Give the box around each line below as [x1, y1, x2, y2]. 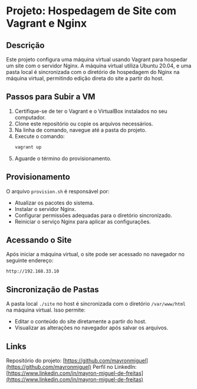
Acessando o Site [6, 235, 72, 245]
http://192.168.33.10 [6, 268, 60, 274]
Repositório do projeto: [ [6, 356, 65, 364]
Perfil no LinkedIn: [92, 363, 137, 370]
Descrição [6, 40, 45, 50]
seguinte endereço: [6, 257, 54, 264]
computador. [14, 114, 46, 121]
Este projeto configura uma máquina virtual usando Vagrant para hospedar [6, 56, 188, 63]
